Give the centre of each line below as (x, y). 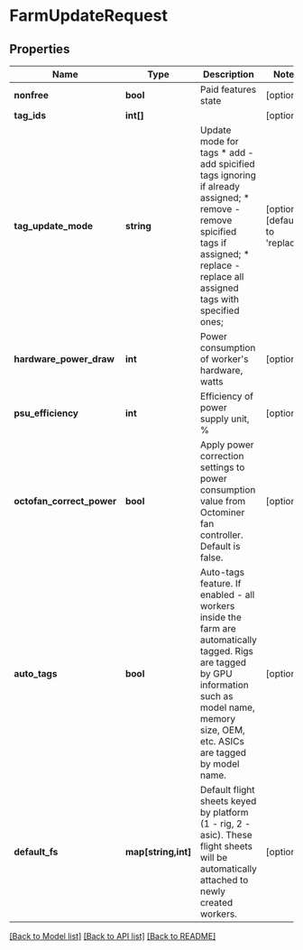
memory (218, 719)
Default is (220, 546)
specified (220, 310)
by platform (225, 812)
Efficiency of (227, 396)
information (225, 685)
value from (223, 501)
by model (220, 764)
